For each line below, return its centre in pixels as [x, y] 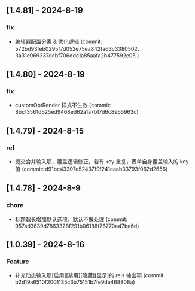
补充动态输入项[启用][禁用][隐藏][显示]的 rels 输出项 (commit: [90, 275]
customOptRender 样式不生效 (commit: [63, 105]
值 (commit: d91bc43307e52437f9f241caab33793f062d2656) [91, 169]
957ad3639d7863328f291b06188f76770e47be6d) [77, 226]
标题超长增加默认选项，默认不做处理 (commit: [71, 219]
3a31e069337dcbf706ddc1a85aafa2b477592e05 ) [77, 55]
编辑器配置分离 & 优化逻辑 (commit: [59, 41]
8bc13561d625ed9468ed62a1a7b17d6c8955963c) [77, 112]
